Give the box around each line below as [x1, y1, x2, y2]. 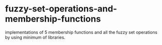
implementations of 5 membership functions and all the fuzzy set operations [5, 29, 158, 35]
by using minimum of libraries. [5, 34, 65, 40]
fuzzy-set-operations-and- [5, 3, 117, 14]
